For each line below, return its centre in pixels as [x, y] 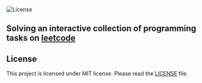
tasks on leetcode [41, 38]
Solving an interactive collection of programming [101, 28]
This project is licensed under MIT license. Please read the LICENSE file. [97, 74]
